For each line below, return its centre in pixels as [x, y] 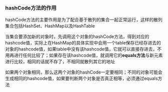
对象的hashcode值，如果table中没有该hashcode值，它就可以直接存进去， [81, 49]
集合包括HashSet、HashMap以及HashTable [50, 26]
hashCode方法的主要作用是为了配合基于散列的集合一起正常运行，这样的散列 [84, 20]
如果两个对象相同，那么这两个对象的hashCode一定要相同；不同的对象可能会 [84, 72]
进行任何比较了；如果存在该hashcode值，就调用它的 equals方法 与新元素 [88, 55]
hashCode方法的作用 [31, 7]
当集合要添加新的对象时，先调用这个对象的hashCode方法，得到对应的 [77, 36]
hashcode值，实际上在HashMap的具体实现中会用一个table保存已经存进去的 [83, 43]
